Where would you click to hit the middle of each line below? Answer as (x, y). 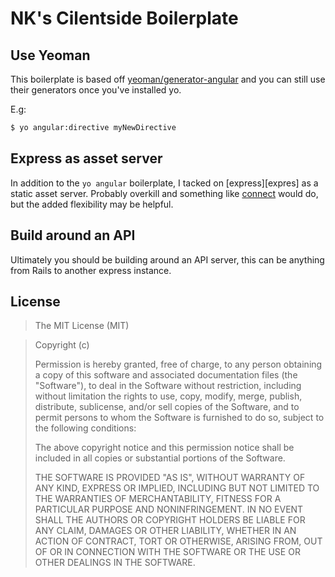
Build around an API (73, 235)
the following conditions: (85, 428)
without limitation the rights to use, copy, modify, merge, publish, (168, 396)
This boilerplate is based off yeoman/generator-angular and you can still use (168, 79)
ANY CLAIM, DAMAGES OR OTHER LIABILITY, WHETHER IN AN (165, 531)
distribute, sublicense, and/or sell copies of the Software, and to (167, 407)
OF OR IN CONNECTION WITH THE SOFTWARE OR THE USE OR (167, 552)
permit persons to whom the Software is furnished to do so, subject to (179, 418)
